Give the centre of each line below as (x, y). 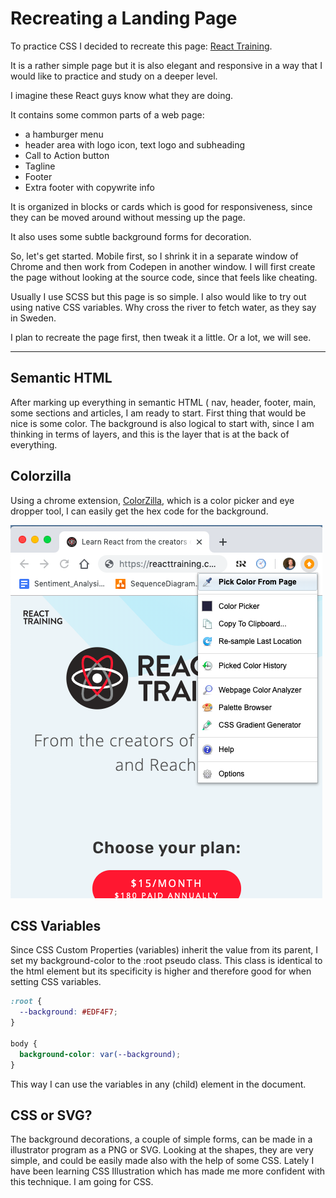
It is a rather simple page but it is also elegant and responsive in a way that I (166, 65)
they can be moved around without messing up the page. (128, 217)
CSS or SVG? (51, 1115)
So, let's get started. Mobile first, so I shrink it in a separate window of (154, 256)
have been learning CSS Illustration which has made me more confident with (168, 1171)
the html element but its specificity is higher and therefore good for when (161, 971)
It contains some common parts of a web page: (107, 114)
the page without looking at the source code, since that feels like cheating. (164, 277)
